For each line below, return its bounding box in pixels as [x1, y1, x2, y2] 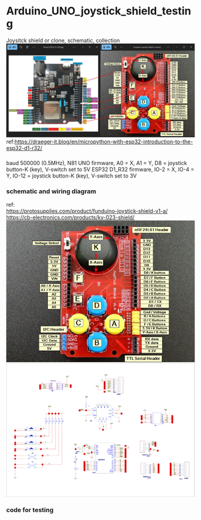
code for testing [6, 506, 54, 514]
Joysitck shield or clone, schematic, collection [6, 37, 120, 44]
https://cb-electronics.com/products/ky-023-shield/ [6, 214, 135, 221]
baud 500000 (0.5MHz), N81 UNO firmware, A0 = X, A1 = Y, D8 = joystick [6, 160, 187, 167]
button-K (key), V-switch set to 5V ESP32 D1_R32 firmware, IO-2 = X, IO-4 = [6, 166, 194, 173]
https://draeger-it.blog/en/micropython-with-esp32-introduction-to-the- [14, 138, 193, 145]
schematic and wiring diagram [6, 187, 97, 196]
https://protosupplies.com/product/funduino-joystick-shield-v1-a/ [6, 207, 168, 214]
